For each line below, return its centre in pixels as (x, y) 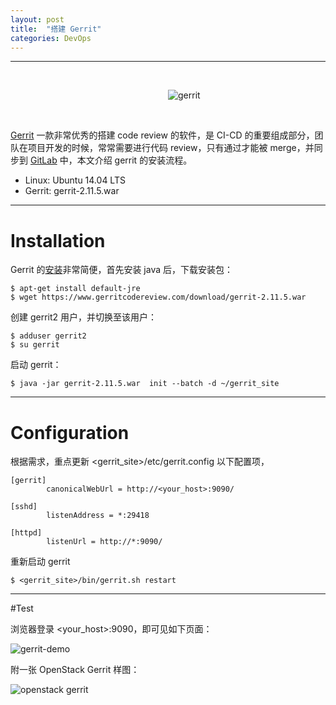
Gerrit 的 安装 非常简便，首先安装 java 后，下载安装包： (122, 270)
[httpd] (26, 533)
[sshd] (24, 507)
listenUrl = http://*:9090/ (104, 542)
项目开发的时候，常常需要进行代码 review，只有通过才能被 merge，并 (171, 148)
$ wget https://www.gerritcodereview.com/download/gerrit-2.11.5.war (158, 297)
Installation (58, 240)
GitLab (43, 160)
